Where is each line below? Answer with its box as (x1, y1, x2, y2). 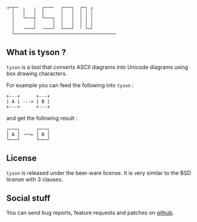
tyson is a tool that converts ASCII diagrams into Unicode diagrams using (6, 63, 189, 71)
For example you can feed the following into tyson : (6, 81, 134, 89)
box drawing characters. (6, 70, 68, 77)
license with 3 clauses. (6, 175, 64, 183)
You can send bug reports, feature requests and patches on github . (6, 209, 175, 217)
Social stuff (6, 193, 50, 204)
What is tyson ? (6, 47, 67, 57)
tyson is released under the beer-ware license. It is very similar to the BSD (6, 169, 192, 177)
